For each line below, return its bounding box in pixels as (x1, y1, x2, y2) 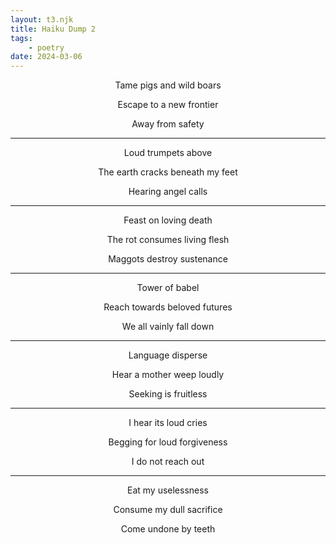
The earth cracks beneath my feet (98, 166, 238, 178)
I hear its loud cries (128, 417, 208, 429)
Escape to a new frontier (117, 99, 219, 111)
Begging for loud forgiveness (108, 436, 228, 448)
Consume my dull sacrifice (113, 504, 223, 516)
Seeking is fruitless (128, 388, 208, 400)
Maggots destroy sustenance (108, 253, 228, 265)
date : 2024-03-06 (10, 52, 83, 62)
